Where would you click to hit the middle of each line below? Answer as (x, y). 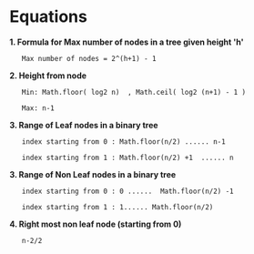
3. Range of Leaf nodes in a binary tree (84, 125)
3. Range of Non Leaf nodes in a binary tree (93, 174)
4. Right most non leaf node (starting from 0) (96, 224)
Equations (49, 17)
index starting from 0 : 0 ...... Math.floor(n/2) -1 (127, 191)
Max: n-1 (38, 108)
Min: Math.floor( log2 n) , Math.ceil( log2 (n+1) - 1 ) (134, 92)
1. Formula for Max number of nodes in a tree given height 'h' (127, 42)
